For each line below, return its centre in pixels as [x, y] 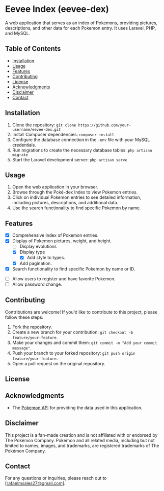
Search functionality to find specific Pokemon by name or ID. [74, 269]
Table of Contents [33, 49]
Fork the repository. [32, 327]
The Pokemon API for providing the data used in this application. [77, 408]
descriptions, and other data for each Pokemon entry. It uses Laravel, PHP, [81, 28]
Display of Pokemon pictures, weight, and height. [62, 241]
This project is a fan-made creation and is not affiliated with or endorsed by [82, 435]
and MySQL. [18, 33]
